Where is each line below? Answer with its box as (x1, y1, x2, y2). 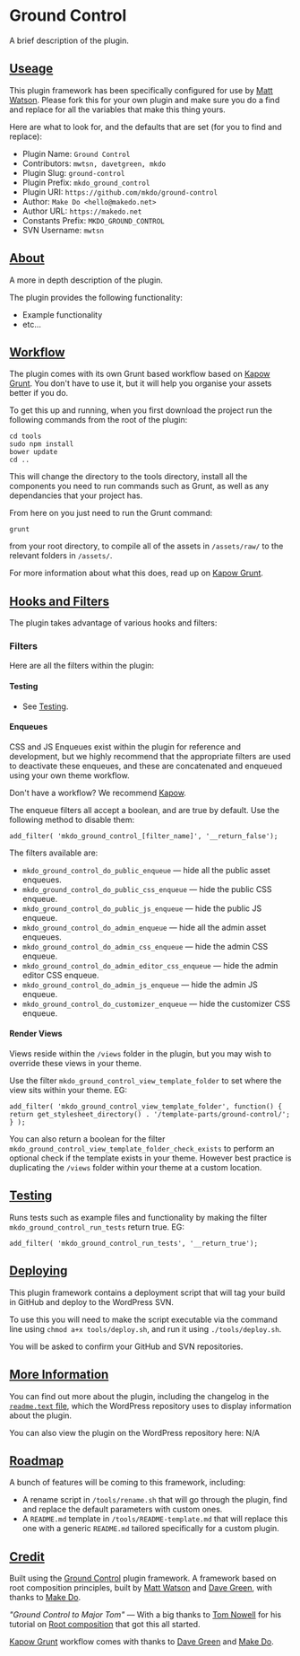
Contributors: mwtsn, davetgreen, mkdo (21, 158, 167, 169)
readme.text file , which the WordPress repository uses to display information (9, 1400, 292, 1411)
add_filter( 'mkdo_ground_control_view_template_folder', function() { (9, 1102, 282, 1111)
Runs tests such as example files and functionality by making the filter (9, 1212, 268, 1222)
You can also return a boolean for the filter (9, 1134, 166, 1144)
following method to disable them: (9, 814, 135, 825)
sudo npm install (9, 440, 74, 449)
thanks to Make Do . (9, 1592, 81, 1603)
